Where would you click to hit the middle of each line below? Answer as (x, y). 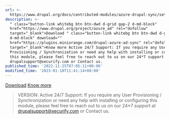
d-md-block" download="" (36, 38)
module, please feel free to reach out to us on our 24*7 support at (87, 106)
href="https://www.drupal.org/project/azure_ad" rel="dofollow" (79, 29)
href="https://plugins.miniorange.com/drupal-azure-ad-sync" (76, 43)
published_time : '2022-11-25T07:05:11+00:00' (54, 66)
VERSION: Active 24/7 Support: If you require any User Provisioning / (90, 95)
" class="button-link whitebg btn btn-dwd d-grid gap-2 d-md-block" (83, 24)
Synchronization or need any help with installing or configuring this (88, 100)
